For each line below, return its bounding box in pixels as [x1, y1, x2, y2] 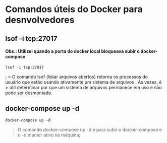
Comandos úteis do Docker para [5, 4, 143, 15]
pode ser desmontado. [5, 90, 52, 96]
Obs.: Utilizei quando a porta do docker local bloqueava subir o [5, 48, 140, 54]
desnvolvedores [5, 14, 75, 26]
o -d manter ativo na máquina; [17, 132, 81, 138]
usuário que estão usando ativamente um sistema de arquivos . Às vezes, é [5, 79, 162, 85]
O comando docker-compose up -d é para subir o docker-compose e [17, 126, 162, 132]
